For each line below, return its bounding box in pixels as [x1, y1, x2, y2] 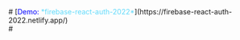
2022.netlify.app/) [8, 15, 68, 25]
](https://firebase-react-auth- [134, 7, 233, 16]
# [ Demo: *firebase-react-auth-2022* [8, 7, 135, 16]
